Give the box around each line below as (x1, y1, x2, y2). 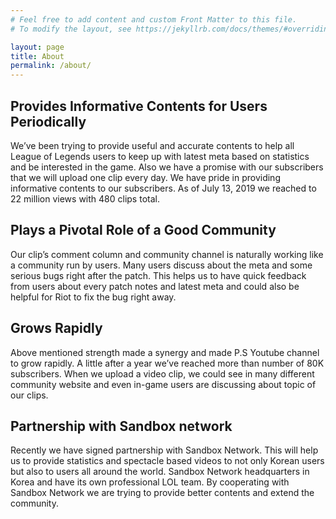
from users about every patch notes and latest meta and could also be (10, 280, 300, 292)
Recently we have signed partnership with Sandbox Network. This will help (10, 444, 319, 456)
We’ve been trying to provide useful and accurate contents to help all (10, 139, 295, 151)
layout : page (10, 42, 65, 52)
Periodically (10, 113, 87, 130)
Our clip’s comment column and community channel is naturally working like (10, 248, 324, 260)
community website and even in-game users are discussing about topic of (10, 378, 317, 390)
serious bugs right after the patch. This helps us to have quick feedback (10, 269, 307, 281)
